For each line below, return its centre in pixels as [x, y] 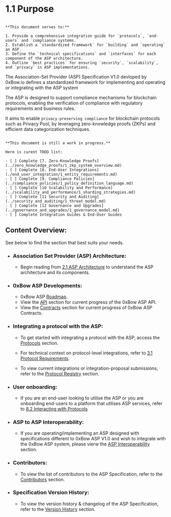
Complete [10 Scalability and [51, 188]
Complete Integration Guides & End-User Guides [70, 215]
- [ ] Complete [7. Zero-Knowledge [43, 161]
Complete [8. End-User [43, 170]
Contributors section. [43, 479]
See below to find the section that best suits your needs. [65, 242]
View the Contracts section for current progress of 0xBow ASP [86, 308]
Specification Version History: [51, 492]
